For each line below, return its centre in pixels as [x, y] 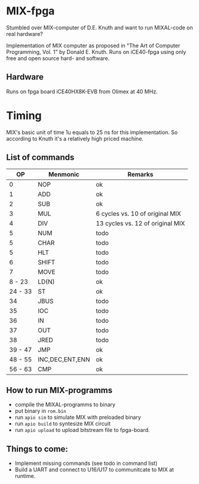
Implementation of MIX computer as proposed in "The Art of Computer [93, 45]
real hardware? [25, 34]
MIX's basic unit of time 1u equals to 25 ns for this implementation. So [92, 132]
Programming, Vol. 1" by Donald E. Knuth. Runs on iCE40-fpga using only [96, 51]
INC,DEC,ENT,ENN [64, 359]
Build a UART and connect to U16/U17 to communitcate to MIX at [94, 470]
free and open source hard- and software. [58, 58]
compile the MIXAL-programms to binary [65, 404]
